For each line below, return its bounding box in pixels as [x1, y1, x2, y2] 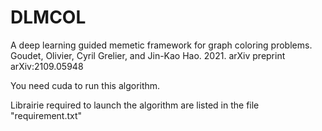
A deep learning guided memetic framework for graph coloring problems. [10, 39, 313, 51]
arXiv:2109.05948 [10, 60, 84, 72]
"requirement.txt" [10, 109, 83, 121]
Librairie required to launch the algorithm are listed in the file [10, 99, 260, 111]
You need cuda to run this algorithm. [10, 79, 161, 91]
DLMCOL [10, 6, 87, 29]
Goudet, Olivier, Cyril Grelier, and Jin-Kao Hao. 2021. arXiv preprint [10, 49, 286, 61]
